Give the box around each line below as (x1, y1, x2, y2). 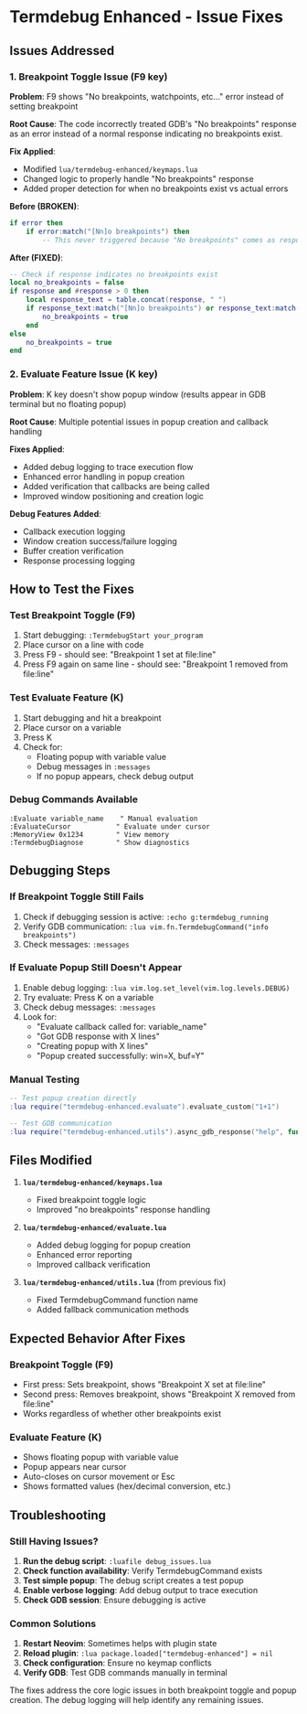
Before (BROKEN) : (9, 200, 79, 211)
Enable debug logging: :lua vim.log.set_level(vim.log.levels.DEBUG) (22, 981, 291, 993)
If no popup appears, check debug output (36, 770, 195, 781)
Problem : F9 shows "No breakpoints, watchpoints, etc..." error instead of (9, 91, 285, 102)
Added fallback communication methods (36, 1304, 189, 1315)
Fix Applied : (9, 145, 57, 156)
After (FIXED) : (9, 252, 64, 262)
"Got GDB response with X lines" (36, 1031, 160, 1042)
